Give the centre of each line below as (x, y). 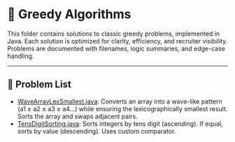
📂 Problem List (39, 84)
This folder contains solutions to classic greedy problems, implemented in (114, 34)
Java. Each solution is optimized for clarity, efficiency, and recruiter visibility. (117, 41)
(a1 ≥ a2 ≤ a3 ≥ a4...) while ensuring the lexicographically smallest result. (122, 108)
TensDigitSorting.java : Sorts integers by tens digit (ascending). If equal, (120, 123)
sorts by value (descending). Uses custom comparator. (97, 131)
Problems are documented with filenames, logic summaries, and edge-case (116, 48)
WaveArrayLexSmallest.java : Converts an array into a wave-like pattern (120, 101)
